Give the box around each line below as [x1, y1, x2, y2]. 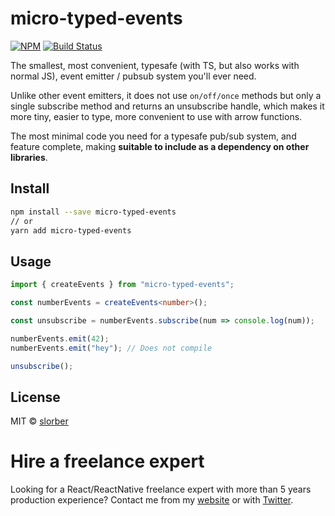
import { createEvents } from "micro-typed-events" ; [10, 280, 235, 290]
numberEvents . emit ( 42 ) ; [10, 333, 110, 344]
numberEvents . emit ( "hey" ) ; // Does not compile [10, 343, 213, 353]
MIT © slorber [10, 415, 69, 427]
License [10, 388, 61, 406]
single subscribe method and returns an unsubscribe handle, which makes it [10, 100, 325, 112]
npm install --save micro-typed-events [10, 207, 177, 217]
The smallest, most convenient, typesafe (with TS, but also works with [10, 59, 300, 71]
